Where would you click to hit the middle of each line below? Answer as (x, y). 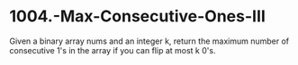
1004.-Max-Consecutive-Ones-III (137, 16)
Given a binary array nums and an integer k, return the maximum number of (149, 41)
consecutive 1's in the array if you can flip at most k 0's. (113, 50)
